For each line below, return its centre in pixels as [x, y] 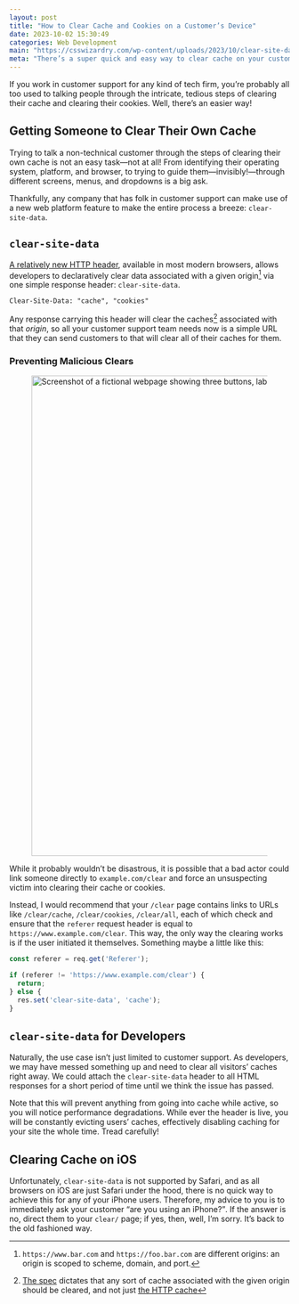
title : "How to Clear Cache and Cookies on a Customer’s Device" [133, 26]
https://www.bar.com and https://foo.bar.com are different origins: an [151, 1254]
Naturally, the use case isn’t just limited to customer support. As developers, [149, 1057]
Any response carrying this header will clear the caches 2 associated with [143, 318]
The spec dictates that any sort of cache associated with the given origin [156, 1281]
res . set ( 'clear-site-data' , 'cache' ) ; [89, 1000]
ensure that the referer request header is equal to [101, 924]
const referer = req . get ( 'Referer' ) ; [79, 959]
